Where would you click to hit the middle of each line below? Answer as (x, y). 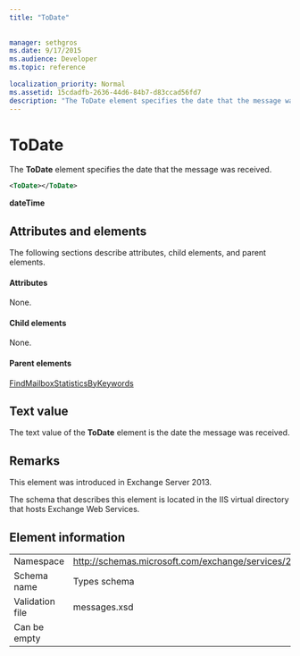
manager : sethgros (43, 42)
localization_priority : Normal (67, 84)
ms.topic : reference (48, 68)
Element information (67, 537)
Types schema (104, 582)
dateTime (27, 203)
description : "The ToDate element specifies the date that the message (145, 101)
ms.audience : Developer (54, 59)
